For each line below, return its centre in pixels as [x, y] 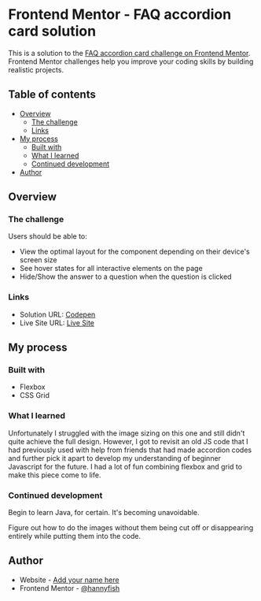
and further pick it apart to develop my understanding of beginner [115, 458]
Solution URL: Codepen [57, 314]
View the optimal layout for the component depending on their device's [134, 252]
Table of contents [52, 95]
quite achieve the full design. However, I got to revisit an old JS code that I [128, 441]
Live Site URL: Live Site [57, 323]
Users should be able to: [48, 236]
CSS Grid [34, 395]
